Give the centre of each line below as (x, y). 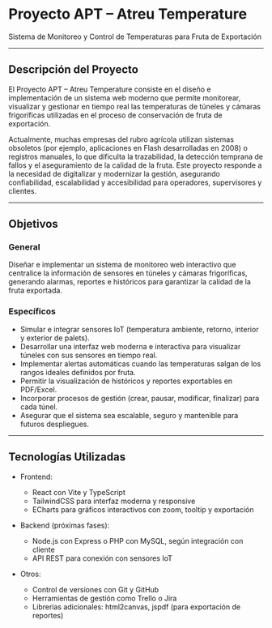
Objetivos (33, 224)
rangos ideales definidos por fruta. (78, 372)
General (24, 247)
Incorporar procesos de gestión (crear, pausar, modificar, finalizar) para (140, 398)
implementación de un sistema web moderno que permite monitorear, (125, 97)
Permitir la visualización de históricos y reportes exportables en (126, 381)
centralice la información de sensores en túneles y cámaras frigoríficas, (128, 273)
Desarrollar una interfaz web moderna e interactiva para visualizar (130, 346)
